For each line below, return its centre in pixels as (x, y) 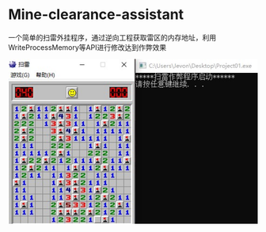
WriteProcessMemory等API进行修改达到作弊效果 (87, 47)
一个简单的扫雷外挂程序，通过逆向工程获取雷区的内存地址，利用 (112, 37)
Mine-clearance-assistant (96, 15)
